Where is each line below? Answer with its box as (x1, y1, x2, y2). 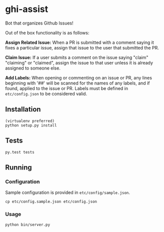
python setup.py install (5, 122, 57, 128)
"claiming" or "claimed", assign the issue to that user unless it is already (5, 59, 153, 65)
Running (5, 163, 32, 171)
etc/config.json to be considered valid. (5, 90, 87, 96)
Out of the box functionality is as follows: (5, 29, 89, 35)
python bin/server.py (5, 222, 50, 227)
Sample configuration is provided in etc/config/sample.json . (5, 189, 130, 195)
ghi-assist (5, 3, 48, 15)
